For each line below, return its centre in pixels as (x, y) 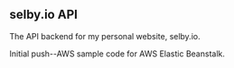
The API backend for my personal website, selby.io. (105, 36)
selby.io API (44, 15)
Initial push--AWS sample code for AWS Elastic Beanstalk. (117, 54)
